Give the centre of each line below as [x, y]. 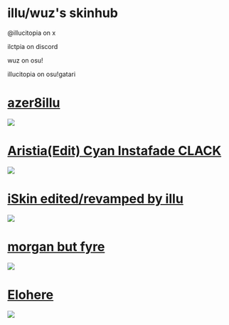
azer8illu [34, 103]
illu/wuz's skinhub [63, 13]
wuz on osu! [26, 60]
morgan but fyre [56, 246]
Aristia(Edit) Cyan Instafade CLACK [114, 151]
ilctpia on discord [33, 46]
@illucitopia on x [32, 33]
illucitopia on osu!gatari [42, 74]
